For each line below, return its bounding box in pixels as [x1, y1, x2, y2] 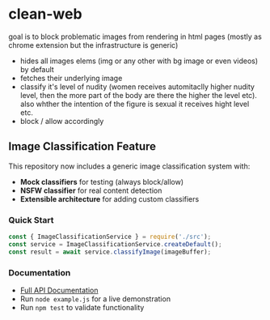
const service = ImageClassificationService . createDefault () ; [8, 240, 222, 248]
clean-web [8, 5, 82, 23]
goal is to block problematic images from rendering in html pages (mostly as [8, 32, 263, 41]
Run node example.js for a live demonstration [19, 293, 171, 304]
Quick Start [8, 214, 54, 225]
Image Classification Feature [8, 139, 156, 154]
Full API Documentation [19, 285, 99, 295]
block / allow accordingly [19, 116, 104, 126]
